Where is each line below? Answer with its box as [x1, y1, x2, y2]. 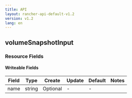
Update [66, 77, 84, 84]
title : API [5, 7, 27, 12]
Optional [43, 85, 62, 92]
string [25, 85, 38, 92]
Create [44, 77, 60, 84]
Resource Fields [5, 53, 44, 59]
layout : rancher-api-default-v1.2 [5, 12, 75, 16]
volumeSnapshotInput [5, 38, 74, 46]
